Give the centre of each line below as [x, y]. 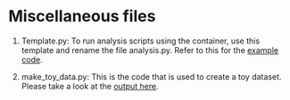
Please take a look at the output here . [90, 86]
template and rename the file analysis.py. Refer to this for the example [149, 50]
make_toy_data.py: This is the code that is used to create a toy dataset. [151, 76]
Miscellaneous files [82, 16]
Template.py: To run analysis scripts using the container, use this [141, 41]
